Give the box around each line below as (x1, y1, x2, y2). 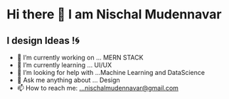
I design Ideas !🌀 (6, 35, 80, 47)
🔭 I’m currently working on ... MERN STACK (16, 53, 144, 62)
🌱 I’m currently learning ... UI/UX (16, 61, 112, 69)
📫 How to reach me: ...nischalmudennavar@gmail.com (16, 84, 179, 92)
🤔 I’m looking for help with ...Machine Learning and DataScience (16, 69, 206, 76)
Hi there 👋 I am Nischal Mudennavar (6, 6, 222, 23)
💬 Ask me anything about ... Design (16, 76, 120, 84)
